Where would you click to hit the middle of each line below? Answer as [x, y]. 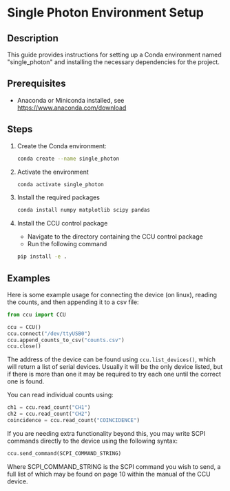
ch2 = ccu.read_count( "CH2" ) [49, 414]
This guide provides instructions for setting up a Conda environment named [114, 54]
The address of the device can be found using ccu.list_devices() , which [111, 359]
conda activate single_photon [61, 184]
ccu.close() [24, 346]
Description [33, 38]
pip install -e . [42, 257]
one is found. [26, 381]
